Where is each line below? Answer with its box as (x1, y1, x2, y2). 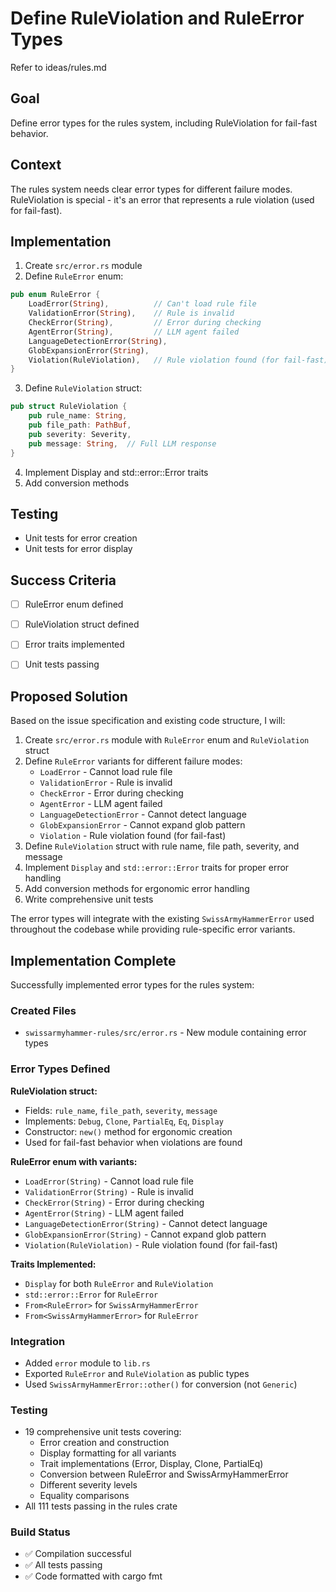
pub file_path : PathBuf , (28, 420, 132, 430)
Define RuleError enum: (24, 270, 124, 282)
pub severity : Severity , (28, 429, 132, 439)
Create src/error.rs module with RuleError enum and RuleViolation (24, 734, 310, 746)
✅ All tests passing (24, 1559, 103, 1571)
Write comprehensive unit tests (24, 893, 154, 906)
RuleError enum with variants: (10, 1155, 138, 1167)
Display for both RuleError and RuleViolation (24, 1277, 214, 1289)
